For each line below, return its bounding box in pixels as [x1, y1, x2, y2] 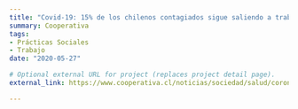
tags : [9, 29, 29, 38]
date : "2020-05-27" [9, 54, 82, 63]
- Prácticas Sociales [9, 37, 90, 47]
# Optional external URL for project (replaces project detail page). [9, 70, 276, 80]
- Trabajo [9, 46, 46, 55]
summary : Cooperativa [9, 21, 90, 30]
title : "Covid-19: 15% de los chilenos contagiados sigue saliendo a [9, 12, 272, 22]
